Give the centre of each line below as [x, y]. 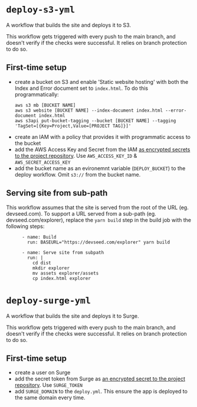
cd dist [42, 263]
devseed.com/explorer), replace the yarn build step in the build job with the [99, 220]
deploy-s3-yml [41, 10]
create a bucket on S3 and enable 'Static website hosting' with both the [101, 82]
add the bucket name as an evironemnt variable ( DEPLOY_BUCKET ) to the [100, 168]
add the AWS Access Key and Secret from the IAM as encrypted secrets [102, 149]
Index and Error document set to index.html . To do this [81, 88]
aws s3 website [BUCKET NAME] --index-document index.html [89, 110]
